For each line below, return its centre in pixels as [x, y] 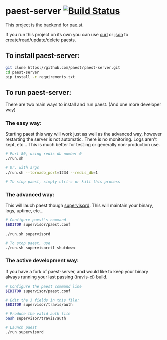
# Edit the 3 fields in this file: [43, 300]
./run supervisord [24, 332]
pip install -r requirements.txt [40, 77]
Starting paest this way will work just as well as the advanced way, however [84, 134]
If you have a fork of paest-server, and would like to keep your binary [77, 271]
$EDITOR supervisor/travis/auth [39, 305]
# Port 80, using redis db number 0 [44, 154]
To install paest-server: [43, 56]
